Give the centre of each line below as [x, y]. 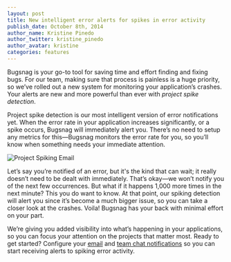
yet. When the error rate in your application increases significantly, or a [108, 122]
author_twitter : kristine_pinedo [55, 40]
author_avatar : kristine [43, 46]
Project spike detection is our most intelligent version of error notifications [113, 114]
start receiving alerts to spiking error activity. [71, 251]
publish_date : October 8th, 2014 [55, 26]
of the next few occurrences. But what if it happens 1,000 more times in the [114, 186]
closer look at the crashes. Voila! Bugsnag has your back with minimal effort [115, 208]
